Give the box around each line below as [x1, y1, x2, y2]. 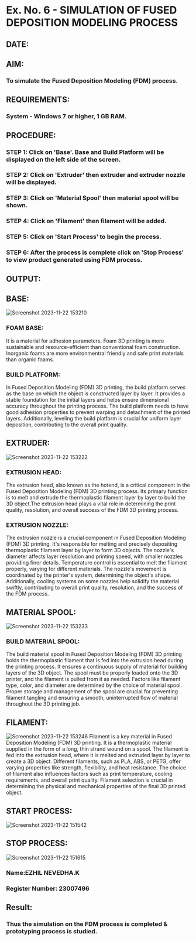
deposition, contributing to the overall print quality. [6, 421, 128, 428]
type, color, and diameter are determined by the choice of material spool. [6, 682, 183, 689]
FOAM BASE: [6, 324, 44, 332]
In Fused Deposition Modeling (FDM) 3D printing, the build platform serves [6, 384, 186, 391]
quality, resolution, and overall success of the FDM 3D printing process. [6, 507, 179, 514]
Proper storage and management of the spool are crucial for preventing [6, 688, 178, 695]
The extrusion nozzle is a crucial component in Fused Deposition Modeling [6, 534, 186, 542]
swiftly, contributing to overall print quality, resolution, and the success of [6, 584, 183, 591]
